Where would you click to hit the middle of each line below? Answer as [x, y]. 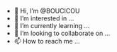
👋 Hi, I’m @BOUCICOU [47, 11]
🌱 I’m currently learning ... [52, 26]
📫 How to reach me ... [47, 41]
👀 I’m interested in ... [44, 18]
